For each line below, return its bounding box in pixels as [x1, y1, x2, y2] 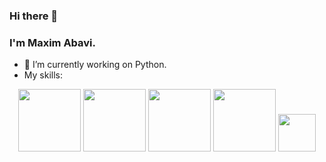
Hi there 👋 [9, 9, 59, 23]
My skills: [23, 69, 63, 81]
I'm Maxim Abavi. [9, 35, 97, 49]
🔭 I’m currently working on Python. [23, 59, 167, 71]
